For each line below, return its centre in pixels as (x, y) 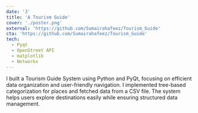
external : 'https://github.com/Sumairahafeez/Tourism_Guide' (84, 28)
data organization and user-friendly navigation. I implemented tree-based (96, 84)
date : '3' (18, 12)
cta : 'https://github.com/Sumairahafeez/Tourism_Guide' (77, 34)
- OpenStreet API (33, 51)
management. (23, 103)
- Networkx (25, 61)
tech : (13, 39)
